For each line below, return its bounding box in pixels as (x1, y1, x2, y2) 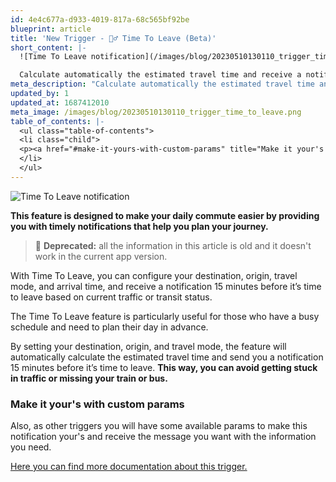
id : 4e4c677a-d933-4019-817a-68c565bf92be (10, 14, 190, 25)
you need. (10, 441, 52, 453)
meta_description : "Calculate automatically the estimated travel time (10, 79, 315, 90)
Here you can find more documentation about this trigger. (10, 461, 248, 473)
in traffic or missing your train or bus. (10, 372, 168, 384)
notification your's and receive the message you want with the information (10, 431, 317, 443)
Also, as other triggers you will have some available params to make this (10, 420, 308, 432)
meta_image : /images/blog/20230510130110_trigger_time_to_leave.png (10, 107, 302, 117)
